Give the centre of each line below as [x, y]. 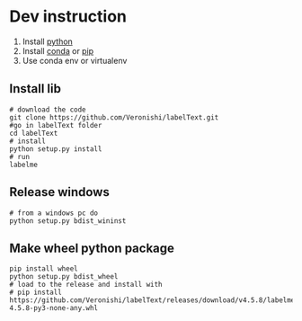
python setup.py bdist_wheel [64, 277]
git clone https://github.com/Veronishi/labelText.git [114, 117]
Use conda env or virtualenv [75, 60]
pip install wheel [44, 269]
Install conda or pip [58, 50]
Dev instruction [68, 17]
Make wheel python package [92, 248]
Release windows [59, 192]
